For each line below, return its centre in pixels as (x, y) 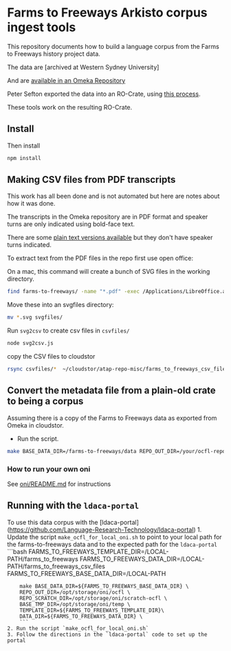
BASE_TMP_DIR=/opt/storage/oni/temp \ (75, 604)
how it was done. (31, 203)
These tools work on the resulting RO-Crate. (70, 107)
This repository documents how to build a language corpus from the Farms (113, 46)
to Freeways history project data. (54, 54)
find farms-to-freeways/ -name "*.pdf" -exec (73, 292)
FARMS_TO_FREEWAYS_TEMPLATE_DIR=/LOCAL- (99, 551)
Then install (24, 146)
